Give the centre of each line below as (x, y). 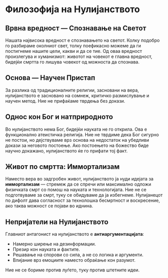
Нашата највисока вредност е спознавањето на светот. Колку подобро (82, 40)
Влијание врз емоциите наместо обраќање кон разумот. (74, 260)
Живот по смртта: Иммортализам (63, 167)
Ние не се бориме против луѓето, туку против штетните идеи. (72, 270)
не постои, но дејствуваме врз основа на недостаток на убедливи (77, 140)
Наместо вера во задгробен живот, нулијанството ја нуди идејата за (79, 179)
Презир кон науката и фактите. (46, 250)
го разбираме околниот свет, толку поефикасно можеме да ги (73, 46)
